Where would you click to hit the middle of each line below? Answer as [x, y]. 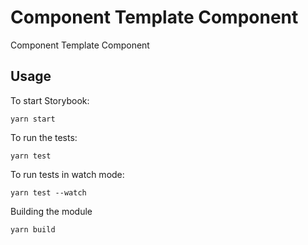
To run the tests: [44, 137]
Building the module [51, 211]
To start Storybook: [50, 100]
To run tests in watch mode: [67, 174]
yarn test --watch [48, 192]
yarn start [33, 119]
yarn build [33, 229]
